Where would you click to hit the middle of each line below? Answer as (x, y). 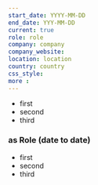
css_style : (26, 74)
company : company (36, 45)
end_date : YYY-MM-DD (42, 23)
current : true (31, 30)
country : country (36, 67)
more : (19, 81)
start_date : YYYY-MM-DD (47, 15)
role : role (26, 37)
